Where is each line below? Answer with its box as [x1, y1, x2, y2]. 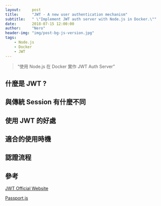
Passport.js [5, 195, 28, 201]
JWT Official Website [5, 186, 49, 192]
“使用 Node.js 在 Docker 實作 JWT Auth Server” [17, 63, 115, 69]
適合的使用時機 [5, 135, 51, 144]
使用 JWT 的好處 [5, 116, 56, 125]
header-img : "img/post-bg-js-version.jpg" [5, 30, 94, 35]
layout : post [5, 7, 41, 12]
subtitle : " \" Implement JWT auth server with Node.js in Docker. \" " [5, 16, 157, 21]
